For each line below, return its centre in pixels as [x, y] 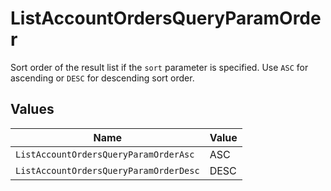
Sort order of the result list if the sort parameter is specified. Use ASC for [159, 67]
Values [32, 109]
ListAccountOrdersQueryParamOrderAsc [105, 154]
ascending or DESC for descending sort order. [102, 78]
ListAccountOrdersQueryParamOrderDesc [107, 170]
